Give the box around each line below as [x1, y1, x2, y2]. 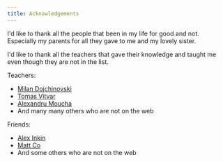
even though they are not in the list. [7, 57, 109, 66]
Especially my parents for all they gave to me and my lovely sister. [7, 36, 197, 45]
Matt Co [17, 140, 41, 149]
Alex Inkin [17, 133, 46, 142]
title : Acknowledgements [7, 10, 79, 17]
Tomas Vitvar [17, 92, 56, 100]
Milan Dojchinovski [17, 84, 72, 92]
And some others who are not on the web [17, 148, 137, 156]
